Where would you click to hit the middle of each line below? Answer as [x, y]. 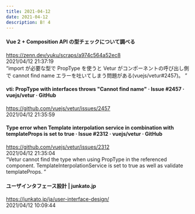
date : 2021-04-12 [27, 17]
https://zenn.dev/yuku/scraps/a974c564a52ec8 [63, 55]
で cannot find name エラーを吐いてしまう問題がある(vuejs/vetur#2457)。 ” [97, 75]
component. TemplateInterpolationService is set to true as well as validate [95, 165]
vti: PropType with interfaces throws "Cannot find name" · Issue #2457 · [95, 89]
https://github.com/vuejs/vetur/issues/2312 [58, 147]
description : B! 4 [28, 22]
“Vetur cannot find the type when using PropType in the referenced [86, 159]
